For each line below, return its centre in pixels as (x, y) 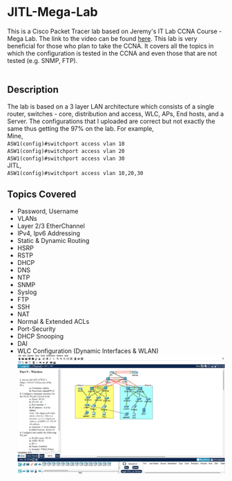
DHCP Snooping (40, 336)
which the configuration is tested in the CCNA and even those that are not (112, 53)
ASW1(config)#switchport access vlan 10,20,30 (75, 173)
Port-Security (37, 329)
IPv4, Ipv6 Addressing (49, 233)
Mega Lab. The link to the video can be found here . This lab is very (103, 38)
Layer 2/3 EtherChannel (51, 226)
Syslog (27, 292)
